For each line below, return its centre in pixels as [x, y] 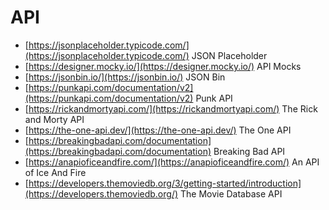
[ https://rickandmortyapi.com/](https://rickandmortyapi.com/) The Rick [171, 108]
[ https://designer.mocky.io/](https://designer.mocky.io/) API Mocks [163, 66]
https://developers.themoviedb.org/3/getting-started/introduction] [165, 183]
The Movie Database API [231, 193]
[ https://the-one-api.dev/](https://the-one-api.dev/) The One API [158, 130]
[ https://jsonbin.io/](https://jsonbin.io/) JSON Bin [125, 77]
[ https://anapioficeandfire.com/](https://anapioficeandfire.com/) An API [172, 162]
